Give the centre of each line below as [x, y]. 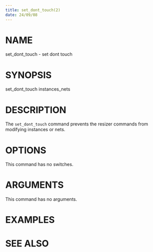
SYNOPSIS [29, 75]
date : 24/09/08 [21, 15]
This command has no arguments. [41, 199]
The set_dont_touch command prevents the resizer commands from [77, 124]
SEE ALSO [27, 243]
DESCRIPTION [36, 110]
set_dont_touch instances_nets [38, 89]
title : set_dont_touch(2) [33, 10]
